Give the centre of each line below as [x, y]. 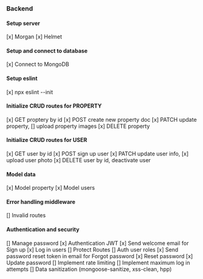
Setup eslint [22, 78]
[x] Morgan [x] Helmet [34, 37]
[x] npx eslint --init [30, 92]
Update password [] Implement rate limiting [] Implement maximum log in [98, 262]
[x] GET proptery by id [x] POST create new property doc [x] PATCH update [102, 119]
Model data [21, 174]
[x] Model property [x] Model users [51, 188]
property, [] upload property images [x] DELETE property [78, 126]
